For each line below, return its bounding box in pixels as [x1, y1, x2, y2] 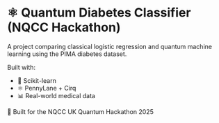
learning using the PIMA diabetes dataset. [7, 50, 127, 58]
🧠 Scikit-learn [17, 76, 57, 84]
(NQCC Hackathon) [7, 19, 121, 35]
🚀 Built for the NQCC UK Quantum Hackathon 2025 [7, 107, 154, 115]
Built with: [7, 63, 36, 71]
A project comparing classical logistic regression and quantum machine [7, 42, 212, 50]
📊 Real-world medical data [17, 91, 96, 100]
